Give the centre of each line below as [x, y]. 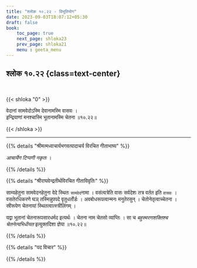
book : [13, 28]
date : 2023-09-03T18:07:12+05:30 [47, 17]
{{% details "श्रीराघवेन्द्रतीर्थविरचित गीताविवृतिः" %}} [57, 180]
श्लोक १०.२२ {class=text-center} [63, 74]
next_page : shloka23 [42, 39]
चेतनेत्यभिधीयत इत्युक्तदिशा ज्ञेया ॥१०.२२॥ [46, 224]
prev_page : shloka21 [42, 45]
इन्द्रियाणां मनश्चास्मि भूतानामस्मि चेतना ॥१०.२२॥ [51, 117]
